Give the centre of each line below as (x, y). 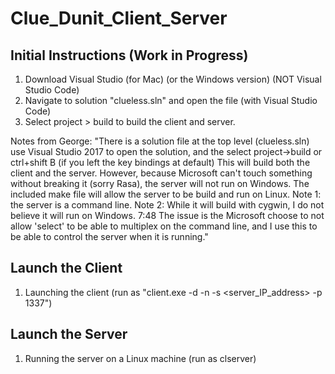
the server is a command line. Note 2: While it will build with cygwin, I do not (167, 205)
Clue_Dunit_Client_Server (119, 18)
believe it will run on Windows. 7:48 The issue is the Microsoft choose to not (167, 215)
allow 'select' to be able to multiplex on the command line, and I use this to (164, 226)
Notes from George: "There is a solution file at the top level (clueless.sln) (160, 141)
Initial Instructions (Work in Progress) (129, 55)
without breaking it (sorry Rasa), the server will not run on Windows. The (160, 183)
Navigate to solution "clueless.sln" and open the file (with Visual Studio (171, 100)
